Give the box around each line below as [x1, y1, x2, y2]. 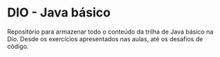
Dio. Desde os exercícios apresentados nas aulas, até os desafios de [7, 34, 203, 43]
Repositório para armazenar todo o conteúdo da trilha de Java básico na [7, 27, 214, 36]
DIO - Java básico [7, 5, 111, 21]
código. [7, 42, 29, 50]
